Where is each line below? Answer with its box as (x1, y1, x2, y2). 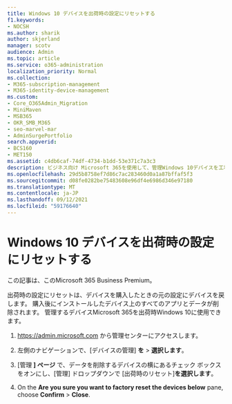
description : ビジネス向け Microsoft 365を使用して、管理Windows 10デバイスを (7, 164, 219, 171)
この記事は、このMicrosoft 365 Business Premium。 (7, 276, 156, 284)
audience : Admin (7, 49, 54, 56)
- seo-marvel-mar (7, 126, 57, 133)
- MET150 (7, 151, 32, 159)
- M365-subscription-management (7, 81, 100, 88)
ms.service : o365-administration (7, 61, 104, 68)
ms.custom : (7, 94, 39, 101)
